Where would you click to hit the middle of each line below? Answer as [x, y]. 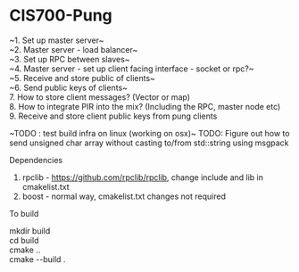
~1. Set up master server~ [57, 40]
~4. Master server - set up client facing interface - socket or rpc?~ [132, 69]
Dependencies [36, 160]
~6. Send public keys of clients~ [68, 87]
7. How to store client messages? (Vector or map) [100, 97]
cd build [24, 240]
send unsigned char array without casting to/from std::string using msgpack [149, 143]
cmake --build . [37, 259]
